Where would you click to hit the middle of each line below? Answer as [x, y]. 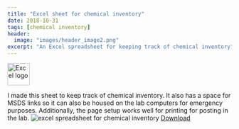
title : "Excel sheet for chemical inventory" [76, 14]
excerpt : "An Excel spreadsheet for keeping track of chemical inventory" [121, 47]
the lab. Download [99, 118]
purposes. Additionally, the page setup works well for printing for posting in [118, 110]
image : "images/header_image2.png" [67, 40]
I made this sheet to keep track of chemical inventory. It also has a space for [119, 95]
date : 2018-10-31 [33, 21]
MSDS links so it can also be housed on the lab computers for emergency [115, 103]
